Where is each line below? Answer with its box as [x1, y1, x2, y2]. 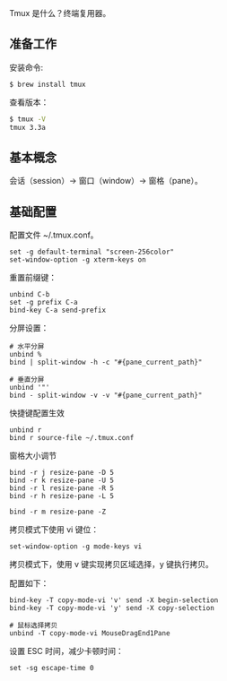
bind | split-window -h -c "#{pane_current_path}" [9, 358, 203, 367]
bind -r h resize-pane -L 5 [9, 492, 115, 501]
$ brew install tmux [9, 80, 87, 89]
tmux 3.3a [9, 123, 47, 132]
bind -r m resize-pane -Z [9, 507, 106, 517]
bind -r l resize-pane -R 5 [9, 484, 115, 493]
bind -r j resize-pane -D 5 [9, 469, 115, 478]
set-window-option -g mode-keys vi [9, 542, 143, 551]
